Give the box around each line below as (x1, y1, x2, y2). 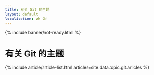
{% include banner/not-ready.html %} (5, 30, 81, 36)
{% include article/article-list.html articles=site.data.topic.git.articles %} (5, 64, 150, 71)
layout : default (5, 12, 38, 17)
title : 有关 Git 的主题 (5, 7, 50, 12)
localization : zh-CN (5, 16, 47, 21)
